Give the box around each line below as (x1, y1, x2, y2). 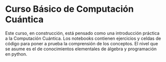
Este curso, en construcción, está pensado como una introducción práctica (5, 30, 160, 36)
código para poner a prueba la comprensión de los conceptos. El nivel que (5, 40, 159, 46)
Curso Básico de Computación (5, 3, 134, 15)
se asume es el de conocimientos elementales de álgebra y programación (5, 46, 157, 52)
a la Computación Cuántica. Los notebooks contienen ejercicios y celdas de (5, 35, 161, 41)
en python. (5, 51, 27, 57)
